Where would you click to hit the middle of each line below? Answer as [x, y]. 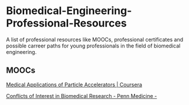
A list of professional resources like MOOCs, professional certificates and [95, 39]
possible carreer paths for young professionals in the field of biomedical [93, 46]
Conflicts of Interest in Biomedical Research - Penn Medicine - [82, 96]
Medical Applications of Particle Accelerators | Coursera [74, 84]
